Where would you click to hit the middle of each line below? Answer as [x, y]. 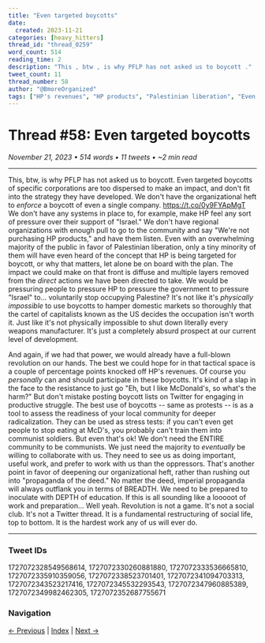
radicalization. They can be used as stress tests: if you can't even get [121, 422]
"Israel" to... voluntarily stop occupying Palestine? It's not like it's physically [131, 298]
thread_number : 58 [38, 81]
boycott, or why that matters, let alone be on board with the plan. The [121, 264]
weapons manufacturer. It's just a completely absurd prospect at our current [132, 331]
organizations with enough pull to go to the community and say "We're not [129, 231]
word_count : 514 [35, 52]
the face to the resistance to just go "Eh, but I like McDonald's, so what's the [132, 389]
